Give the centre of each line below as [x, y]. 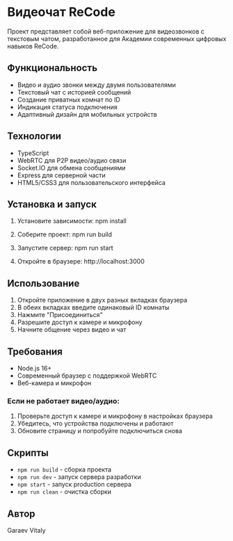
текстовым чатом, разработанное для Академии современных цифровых [117, 38]
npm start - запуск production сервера [74, 485]
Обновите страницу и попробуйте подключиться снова [100, 431]
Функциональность [53, 68]
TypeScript [33, 153]
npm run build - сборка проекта [64, 469]
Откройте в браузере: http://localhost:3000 [81, 261]
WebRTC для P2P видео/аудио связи [72, 160]
